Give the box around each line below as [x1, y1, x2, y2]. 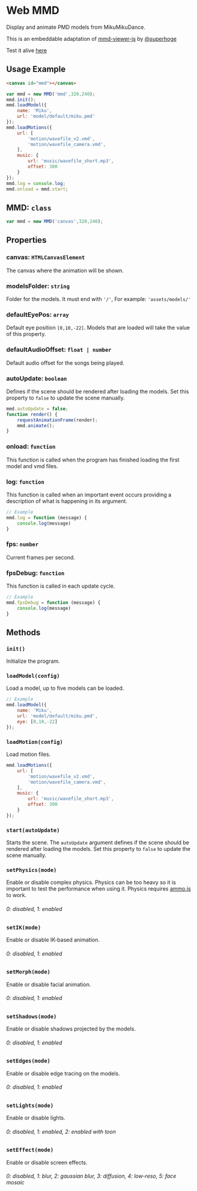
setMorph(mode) [6, 969, 51, 975]
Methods [6, 627, 41, 638]
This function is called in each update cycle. [6, 582, 115, 589]
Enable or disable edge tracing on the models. [6, 1070, 120, 1077]
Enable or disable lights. [6, 1114, 66, 1121]
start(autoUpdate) [6, 827, 60, 833]
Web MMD [6, 4, 60, 17]
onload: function [6, 442, 56, 451]
